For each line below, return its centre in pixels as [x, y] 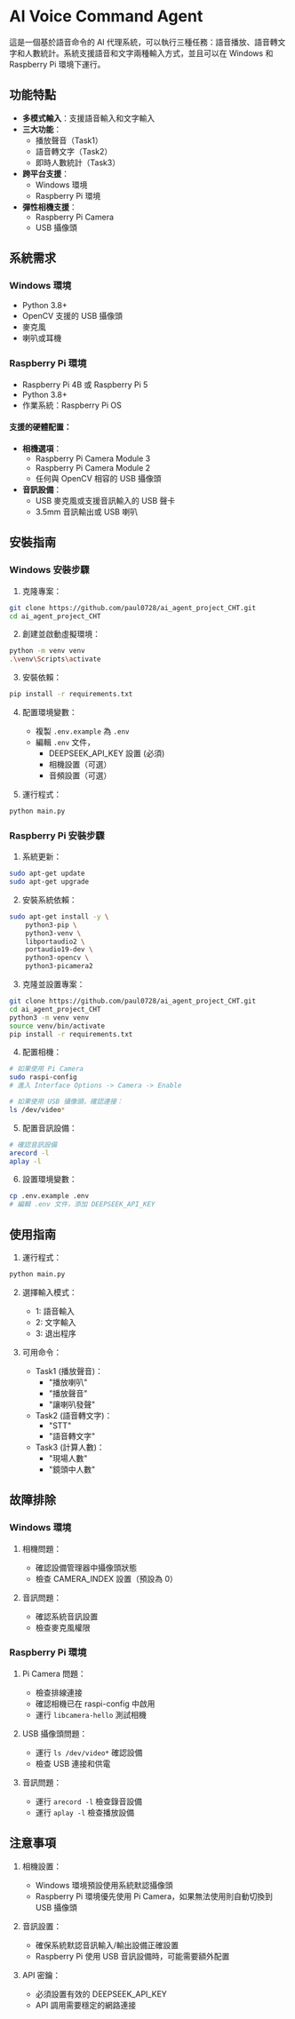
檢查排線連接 [59, 1692]
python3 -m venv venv [49, 1017]
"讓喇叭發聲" [72, 1404]
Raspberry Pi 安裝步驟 [57, 835]
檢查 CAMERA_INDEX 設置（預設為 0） [106, 1578]
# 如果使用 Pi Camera [47, 1069]
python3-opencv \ [57, 958]
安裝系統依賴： [49, 900]
